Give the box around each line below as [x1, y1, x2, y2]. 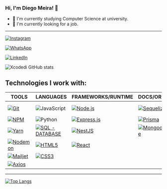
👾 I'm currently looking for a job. [12, 21, 79, 27]
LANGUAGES [35, 94, 67, 100]
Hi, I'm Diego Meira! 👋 [5, 4, 59, 11]
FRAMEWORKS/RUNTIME [71, 94, 133, 100]
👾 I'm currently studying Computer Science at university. [12, 16, 128, 22]
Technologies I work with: [5, 79, 87, 87]
